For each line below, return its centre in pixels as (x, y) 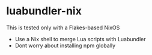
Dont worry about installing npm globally (65, 45)
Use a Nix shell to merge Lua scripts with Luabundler (80, 39)
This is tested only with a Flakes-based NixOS (63, 27)
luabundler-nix (44, 11)
